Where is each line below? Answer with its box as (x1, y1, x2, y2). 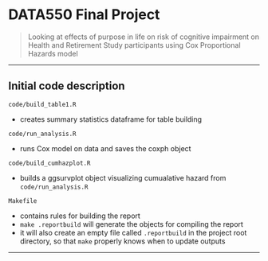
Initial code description (8, 80, 125, 93)
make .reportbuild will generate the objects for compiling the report (19, 219, 243, 228)
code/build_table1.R (8, 100, 77, 108)
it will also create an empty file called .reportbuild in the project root (19, 228, 247, 237)
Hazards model (27, 49, 78, 58)
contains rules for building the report (19, 211, 141, 220)
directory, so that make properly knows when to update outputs (19, 236, 226, 246)
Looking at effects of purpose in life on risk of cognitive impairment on (27, 32, 260, 41)
